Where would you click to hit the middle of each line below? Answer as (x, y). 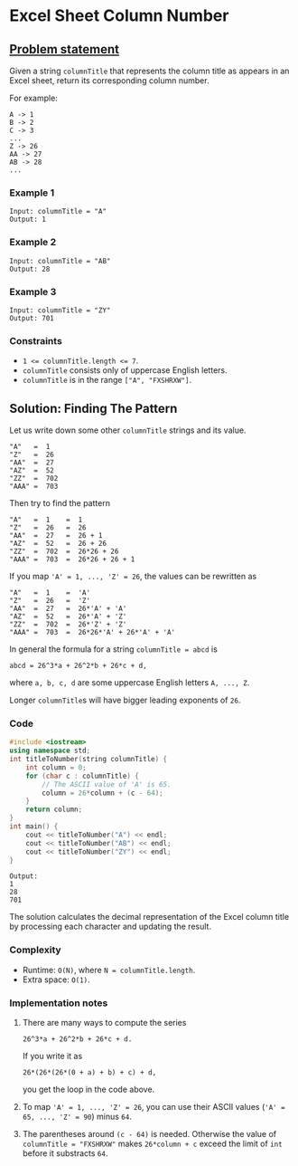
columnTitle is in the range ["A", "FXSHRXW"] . (107, 380)
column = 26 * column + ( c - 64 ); (103, 793)
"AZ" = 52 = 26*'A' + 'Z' (68, 616)
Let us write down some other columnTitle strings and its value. (128, 430)
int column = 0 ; (56, 767)
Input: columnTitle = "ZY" (60, 310)
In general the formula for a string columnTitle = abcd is (114, 649)
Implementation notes (59, 1003)
